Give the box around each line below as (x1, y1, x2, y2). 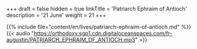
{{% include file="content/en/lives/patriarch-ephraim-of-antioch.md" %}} (6, 24, 192, 30)
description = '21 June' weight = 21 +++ (6, 11, 107, 19)
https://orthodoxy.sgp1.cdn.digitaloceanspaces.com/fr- (34, 30, 173, 37)
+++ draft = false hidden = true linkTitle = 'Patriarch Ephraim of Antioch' (6, 5, 187, 12)
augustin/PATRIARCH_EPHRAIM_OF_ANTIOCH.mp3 (6, 36, 135, 43)
